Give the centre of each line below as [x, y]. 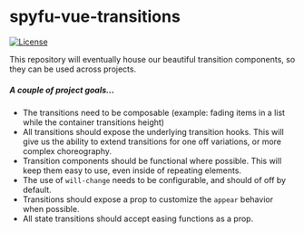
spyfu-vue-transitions [95, 17]
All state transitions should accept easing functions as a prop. [138, 218]
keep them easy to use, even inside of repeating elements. [132, 170]
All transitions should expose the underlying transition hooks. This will [153, 131]
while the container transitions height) [93, 122]
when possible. [51, 209]
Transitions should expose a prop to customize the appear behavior [148, 199]
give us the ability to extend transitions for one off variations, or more [152, 141]
